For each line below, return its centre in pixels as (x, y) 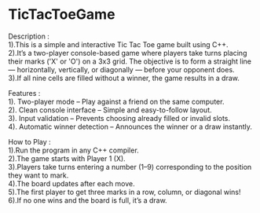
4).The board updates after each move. (71, 183)
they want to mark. (38, 175)
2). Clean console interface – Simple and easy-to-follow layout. (110, 110)
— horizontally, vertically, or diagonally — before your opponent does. (121, 69)
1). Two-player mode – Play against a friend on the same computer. (116, 101)
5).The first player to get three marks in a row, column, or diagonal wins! (125, 192)
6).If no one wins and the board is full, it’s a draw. (88, 200)
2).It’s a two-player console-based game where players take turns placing (128, 53)
